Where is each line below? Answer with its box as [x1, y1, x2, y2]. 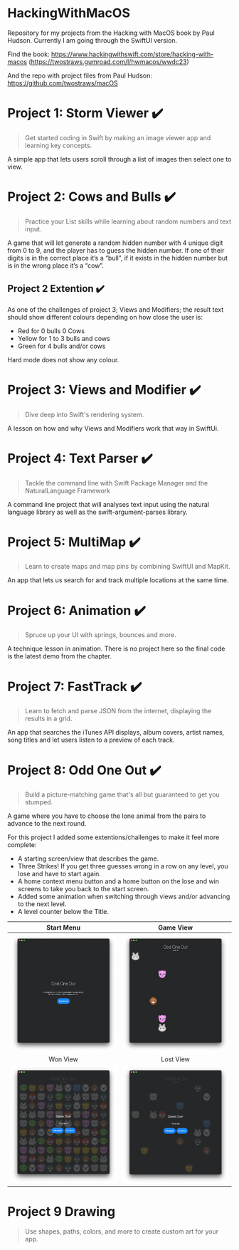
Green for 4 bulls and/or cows [17, 342, 106, 350]
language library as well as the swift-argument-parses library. [7, 508, 188, 516]
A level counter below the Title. [17, 908, 109, 916]
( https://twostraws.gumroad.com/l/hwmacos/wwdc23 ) [28, 57, 190, 65]
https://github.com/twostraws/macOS [7, 78, 119, 87]
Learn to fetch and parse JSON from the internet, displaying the [24, 707, 212, 715]
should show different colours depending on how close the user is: [7, 312, 203, 321]
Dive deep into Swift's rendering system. [24, 410, 144, 419]
